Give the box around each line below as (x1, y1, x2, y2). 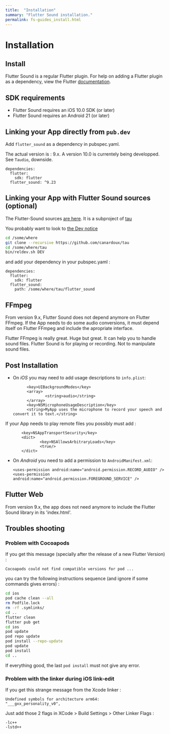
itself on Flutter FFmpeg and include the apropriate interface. (5, 325, 134, 332)
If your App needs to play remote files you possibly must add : (5, 420, 137, 427)
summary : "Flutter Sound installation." (5, 12, 93, 17)
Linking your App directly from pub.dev (5, 127, 131, 136)
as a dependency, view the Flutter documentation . (5, 79, 111, 85)
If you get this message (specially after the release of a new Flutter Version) (5, 551, 165, 557)
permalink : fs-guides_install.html (5, 17, 81, 22)
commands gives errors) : (5, 581, 60, 587)
